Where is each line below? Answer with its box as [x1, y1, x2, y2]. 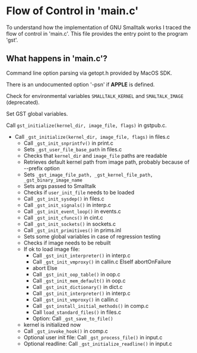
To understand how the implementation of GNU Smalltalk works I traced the [6, 24, 191, 31]
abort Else [32, 264, 58, 271]
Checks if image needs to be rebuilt [23, 239, 111, 246]
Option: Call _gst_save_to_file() [32, 314, 114, 322]
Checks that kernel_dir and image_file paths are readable [23, 152, 167, 159]
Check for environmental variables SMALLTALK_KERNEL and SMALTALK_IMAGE [6, 92, 184, 99]
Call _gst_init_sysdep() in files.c [23, 195, 105, 202]
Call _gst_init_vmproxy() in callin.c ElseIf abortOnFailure [32, 258, 171, 265]
